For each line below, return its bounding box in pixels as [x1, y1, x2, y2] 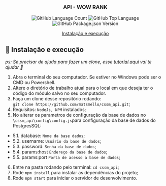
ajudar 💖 [5, 64, 23, 70]
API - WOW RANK [63, 4, 108, 11]
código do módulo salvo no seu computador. [12, 90, 107, 96]
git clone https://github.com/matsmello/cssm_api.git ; [12, 101, 130, 108]
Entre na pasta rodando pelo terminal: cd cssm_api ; [12, 164, 119, 170]
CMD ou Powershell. [12, 79, 56, 86]
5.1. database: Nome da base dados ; [12, 132, 85, 139]
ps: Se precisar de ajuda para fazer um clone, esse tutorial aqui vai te [5, 59, 152, 65]
